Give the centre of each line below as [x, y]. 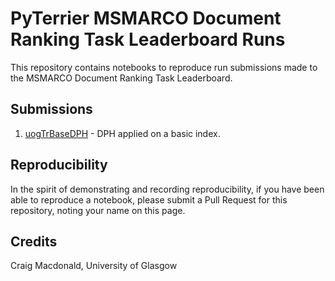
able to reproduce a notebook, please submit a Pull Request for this [149, 199]
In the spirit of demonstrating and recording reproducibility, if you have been [167, 189]
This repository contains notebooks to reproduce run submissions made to [164, 67]
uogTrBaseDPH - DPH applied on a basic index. [122, 133]
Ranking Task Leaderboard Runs [148, 39]
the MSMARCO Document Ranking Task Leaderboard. [121, 78]
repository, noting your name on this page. [98, 210]
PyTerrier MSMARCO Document [146, 18]
